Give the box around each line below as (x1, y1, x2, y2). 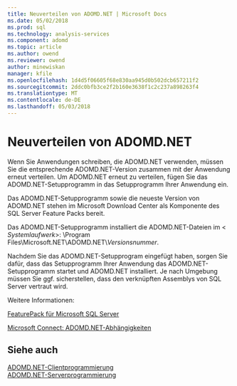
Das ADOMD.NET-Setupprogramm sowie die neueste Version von (7, 194, 200, 202)
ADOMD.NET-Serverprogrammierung (7, 370, 117, 379)
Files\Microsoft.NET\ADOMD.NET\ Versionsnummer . (7, 238, 159, 246)
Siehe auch (7, 344, 58, 356)
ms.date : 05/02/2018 (7, 17, 69, 24)
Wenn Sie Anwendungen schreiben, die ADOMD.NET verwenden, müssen (7, 157, 224, 166)
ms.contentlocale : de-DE (7, 97, 81, 104)
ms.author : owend (7, 51, 59, 58)
